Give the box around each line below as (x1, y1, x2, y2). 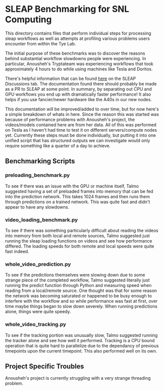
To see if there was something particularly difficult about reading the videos (5, 227, 159, 233)
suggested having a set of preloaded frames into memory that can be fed (5, 188, 154, 194)
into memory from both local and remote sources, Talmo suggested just (5, 233, 150, 239)
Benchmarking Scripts (5, 157, 75, 166)
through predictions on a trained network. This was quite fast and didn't (5, 199, 150, 205)
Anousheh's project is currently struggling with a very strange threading (5, 375, 151, 381)
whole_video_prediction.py (5, 260, 71, 267)
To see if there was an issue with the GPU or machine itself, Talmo (5, 183, 139, 189)
